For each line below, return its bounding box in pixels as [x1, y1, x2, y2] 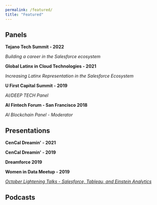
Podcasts [5, 193, 36, 201]
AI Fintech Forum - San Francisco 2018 [5, 102, 88, 108]
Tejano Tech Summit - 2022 [5, 44, 64, 50]
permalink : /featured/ [5, 7, 53, 13]
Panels [5, 31, 27, 39]
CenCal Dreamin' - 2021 [5, 140, 56, 146]
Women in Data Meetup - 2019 [5, 169, 70, 175]
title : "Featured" [5, 12, 44, 17]
